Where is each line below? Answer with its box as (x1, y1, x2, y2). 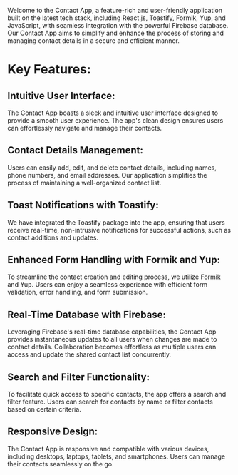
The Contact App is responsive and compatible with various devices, (7, 444, 209, 453)
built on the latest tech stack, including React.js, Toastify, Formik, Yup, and (7, 14, 226, 22)
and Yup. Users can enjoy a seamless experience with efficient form (7, 280, 208, 289)
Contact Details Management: (7, 144, 144, 156)
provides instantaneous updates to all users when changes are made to (7, 335, 217, 344)
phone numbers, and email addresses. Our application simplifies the (7, 170, 207, 179)
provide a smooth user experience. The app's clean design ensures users (7, 116, 224, 124)
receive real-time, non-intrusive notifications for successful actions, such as (7, 225, 232, 234)
